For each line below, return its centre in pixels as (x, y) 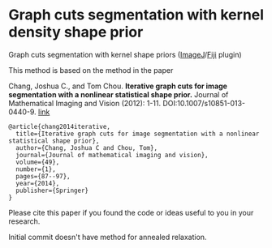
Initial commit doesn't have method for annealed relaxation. (108, 237)
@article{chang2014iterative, (60, 126)
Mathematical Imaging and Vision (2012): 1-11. (85, 103)
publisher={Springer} (52, 190)
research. (24, 221)
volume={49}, (38, 162)
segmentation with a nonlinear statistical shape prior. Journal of (119, 94)
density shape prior (76, 32)
